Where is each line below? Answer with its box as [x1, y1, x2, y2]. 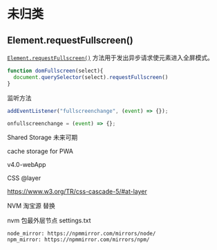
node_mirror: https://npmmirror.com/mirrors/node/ [7, 230, 156, 238]
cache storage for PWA [7, 147, 74, 156]
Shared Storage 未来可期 [7, 133, 78, 142]
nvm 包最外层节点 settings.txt [7, 216, 91, 225]
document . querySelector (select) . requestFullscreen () [13, 73, 169, 80]
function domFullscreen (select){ [7, 67, 104, 74]
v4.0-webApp [7, 161, 46, 169]
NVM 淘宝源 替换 [7, 202, 55, 210]
